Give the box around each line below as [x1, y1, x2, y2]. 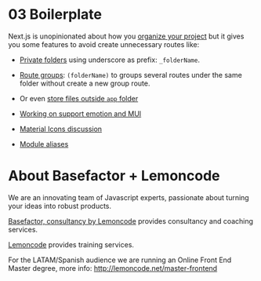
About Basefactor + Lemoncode [8, 167, 220, 185]
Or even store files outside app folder [19, 93, 139, 103]
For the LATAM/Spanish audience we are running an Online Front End [8, 255, 232, 265]
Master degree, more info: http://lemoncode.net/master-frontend [8, 263, 218, 272]
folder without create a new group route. [19, 78, 150, 88]
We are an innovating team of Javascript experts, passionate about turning [8, 192, 249, 202]
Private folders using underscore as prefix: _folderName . [19, 55, 200, 64]
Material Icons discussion [19, 124, 103, 133]
